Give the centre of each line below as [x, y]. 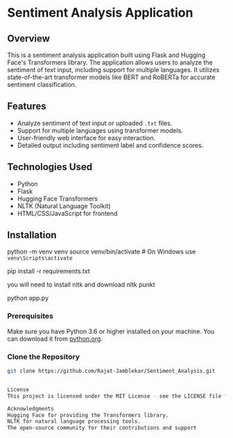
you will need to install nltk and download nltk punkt [81, 285]
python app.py [28, 298]
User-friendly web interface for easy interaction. [86, 137]
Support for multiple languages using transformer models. [100, 130]
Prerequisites [30, 316]
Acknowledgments [31, 408]
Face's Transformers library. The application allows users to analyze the [110, 62]
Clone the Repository [44, 357]
